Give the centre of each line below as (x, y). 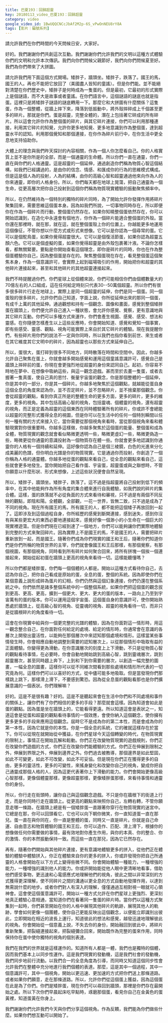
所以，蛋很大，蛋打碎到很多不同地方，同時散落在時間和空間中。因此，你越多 (84, 353)
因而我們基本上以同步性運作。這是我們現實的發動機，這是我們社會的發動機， (84, 954)
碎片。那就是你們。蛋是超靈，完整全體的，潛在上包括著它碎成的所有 (84, 115)
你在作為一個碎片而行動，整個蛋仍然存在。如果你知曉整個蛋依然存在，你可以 (84, 212)
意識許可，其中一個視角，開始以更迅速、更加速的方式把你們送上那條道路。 (86, 973)
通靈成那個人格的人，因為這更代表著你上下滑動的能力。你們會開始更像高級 (86, 772)
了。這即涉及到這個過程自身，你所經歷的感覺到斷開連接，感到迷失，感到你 (82, 514)
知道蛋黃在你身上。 (38, 998)
